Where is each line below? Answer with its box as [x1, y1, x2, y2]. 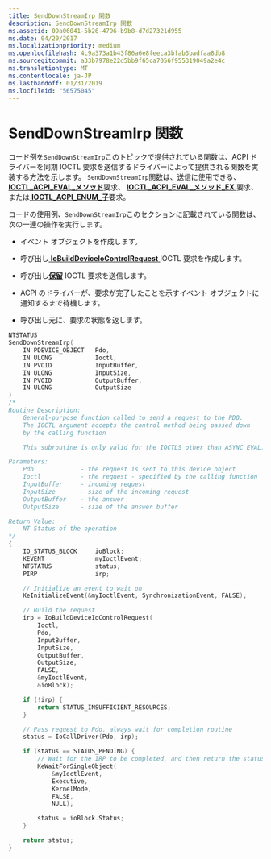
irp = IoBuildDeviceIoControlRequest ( [23, 614, 153, 622]
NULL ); [51, 799, 74, 808]
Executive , [51, 777, 89, 786]
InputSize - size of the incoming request [23, 488, 190, 496]
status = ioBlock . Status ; [37, 815, 125, 823]
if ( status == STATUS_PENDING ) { [23, 747, 135, 756]
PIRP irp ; [23, 570, 110, 578]
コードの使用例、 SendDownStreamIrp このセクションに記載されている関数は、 [8, 210, 261, 219]
